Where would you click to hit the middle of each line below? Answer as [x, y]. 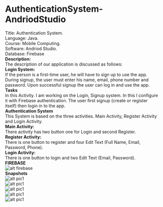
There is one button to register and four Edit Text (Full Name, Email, [73, 142]
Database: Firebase [25, 54]
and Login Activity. [24, 121]
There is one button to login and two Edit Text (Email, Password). [70, 158]
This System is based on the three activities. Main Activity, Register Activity [81, 116]
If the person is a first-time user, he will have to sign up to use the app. [76, 74]
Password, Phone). [24, 147]
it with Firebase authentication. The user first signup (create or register [76, 100]
